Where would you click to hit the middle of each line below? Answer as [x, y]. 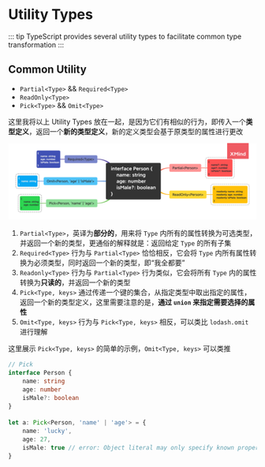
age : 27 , [37, 439]
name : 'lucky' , [47, 432]
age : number [42, 389]
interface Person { [40, 373]
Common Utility [47, 70]
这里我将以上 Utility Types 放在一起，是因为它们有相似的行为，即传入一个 [127, 121]
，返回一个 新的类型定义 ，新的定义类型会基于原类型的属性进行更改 [136, 131]
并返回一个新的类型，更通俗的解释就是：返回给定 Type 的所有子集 [125, 243]
